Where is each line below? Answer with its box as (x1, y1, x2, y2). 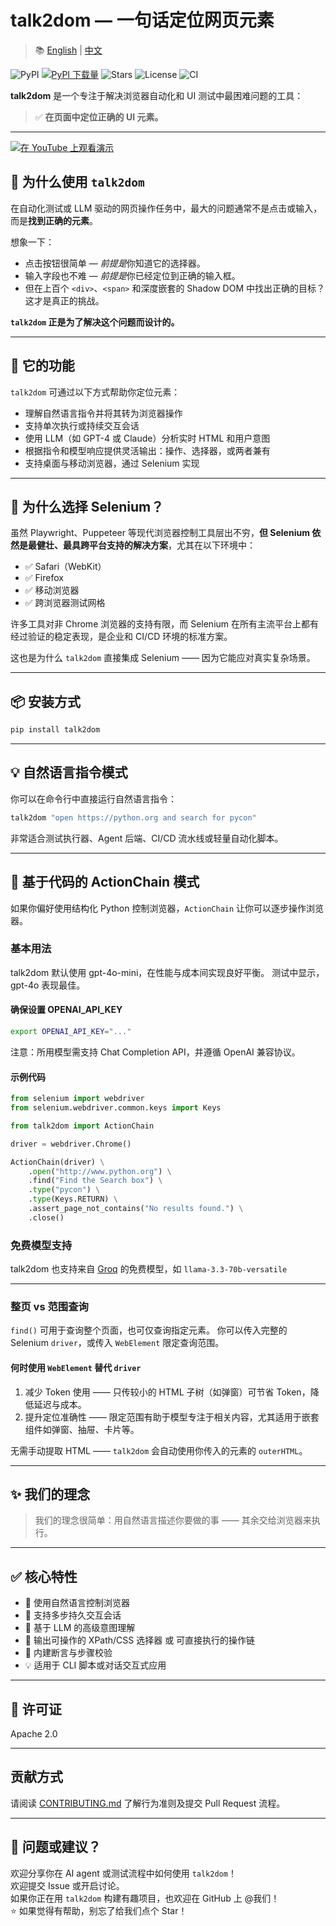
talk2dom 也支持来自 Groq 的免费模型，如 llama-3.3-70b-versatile (10, 1263, 288, 1275)
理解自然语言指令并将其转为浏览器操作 (24, 407, 183, 419)
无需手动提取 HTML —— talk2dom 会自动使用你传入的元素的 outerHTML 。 (10, 1444, 308, 1456)
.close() (28, 1212, 65, 1223)
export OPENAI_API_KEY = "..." (10, 1027, 132, 1037)
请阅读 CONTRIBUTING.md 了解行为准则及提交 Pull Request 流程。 (10, 1797, 286, 1809)
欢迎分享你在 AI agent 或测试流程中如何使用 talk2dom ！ (10, 1867, 237, 1879)
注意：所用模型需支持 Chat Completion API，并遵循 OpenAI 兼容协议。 (10, 1046, 301, 1058)
